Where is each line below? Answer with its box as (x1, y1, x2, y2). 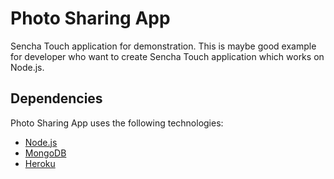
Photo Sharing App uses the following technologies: (10, 117, 224, 129)
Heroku (24, 157, 56, 169)
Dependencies (10, 90, 103, 107)
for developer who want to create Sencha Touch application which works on (10, 50, 325, 62)
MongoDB (24, 147, 67, 159)
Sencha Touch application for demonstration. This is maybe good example (10, 40, 317, 52)
